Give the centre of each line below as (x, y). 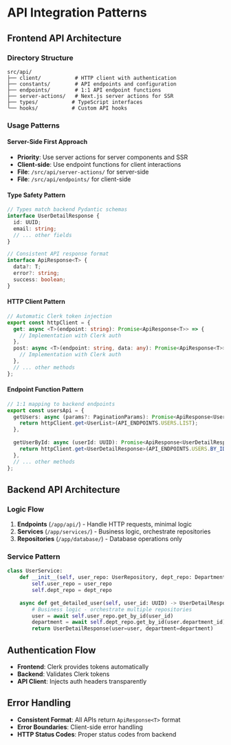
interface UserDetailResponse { (53, 216)
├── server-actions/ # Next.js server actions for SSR (90, 96)
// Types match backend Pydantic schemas (67, 210)
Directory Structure (40, 58)
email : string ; (35, 229)
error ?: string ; (36, 274)
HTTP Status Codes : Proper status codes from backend (97, 734)
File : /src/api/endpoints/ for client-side (74, 179)
